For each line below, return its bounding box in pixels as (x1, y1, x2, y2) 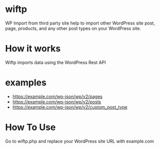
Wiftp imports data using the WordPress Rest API (5, 59, 106, 65)
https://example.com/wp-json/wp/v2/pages (12, 93, 102, 99)
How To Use (5, 121, 56, 133)
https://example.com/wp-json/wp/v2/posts (12, 98, 101, 104)
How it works (5, 43, 61, 54)
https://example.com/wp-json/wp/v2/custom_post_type (12, 104, 127, 110)
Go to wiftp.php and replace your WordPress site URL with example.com (5, 138, 154, 144)
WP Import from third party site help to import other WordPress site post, (5, 20, 155, 26)
